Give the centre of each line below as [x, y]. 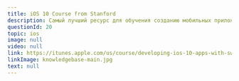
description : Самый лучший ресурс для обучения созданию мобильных [110, 20]
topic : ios [23, 33]
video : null [25, 46]
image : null [25, 40]
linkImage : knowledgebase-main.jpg [60, 60]
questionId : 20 [30, 27]
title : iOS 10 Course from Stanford [62, 14]
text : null [23, 66]
